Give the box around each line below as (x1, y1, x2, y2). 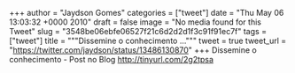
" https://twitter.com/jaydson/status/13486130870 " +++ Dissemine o (9, 45, 257, 55)
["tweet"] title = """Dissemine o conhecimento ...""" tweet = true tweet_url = (9, 35, 287, 46)
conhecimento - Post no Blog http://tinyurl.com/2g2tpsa (9, 55, 214, 64)
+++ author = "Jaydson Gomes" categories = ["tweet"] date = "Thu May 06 (9, 8, 284, 18)
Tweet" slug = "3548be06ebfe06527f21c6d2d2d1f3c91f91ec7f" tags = (9, 26, 268, 36)
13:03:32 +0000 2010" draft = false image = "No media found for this (9, 17, 261, 27)
